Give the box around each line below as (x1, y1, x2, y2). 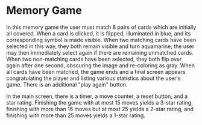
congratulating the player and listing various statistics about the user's (6, 75, 181, 82)
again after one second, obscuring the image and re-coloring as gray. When (6, 61, 195, 69)
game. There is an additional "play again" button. (6, 81, 128, 88)
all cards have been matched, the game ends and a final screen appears (6, 68, 186, 75)
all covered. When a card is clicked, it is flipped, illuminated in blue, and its (6, 29, 191, 37)
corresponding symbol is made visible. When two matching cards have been (6, 36, 197, 43)
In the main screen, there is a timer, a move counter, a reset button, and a (6, 93, 188, 100)
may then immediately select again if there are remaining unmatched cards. (6, 49, 194, 56)
